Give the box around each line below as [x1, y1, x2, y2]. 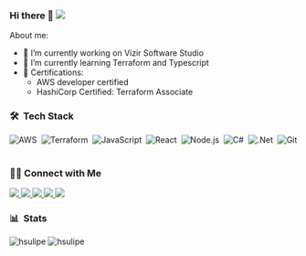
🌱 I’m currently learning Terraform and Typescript [22, 58, 210, 69]
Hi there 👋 [9, 9, 55, 22]
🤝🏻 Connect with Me [9, 166, 102, 179]
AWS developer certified [36, 77, 130, 88]
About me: [9, 30, 48, 41]
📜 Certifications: [22, 67, 84, 78]
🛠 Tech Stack [9, 110, 75, 123]
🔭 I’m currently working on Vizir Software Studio [22, 48, 204, 59]
